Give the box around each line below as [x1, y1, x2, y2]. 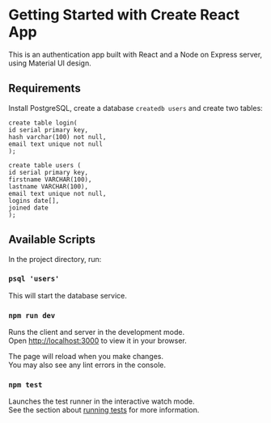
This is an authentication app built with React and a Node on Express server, [8, 49, 263, 59]
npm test [8, 380, 43, 390]
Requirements [8, 82, 81, 95]
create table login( [8, 119, 78, 127]
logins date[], [8, 197, 60, 205]
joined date [8, 204, 49, 212]
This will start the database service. [8, 290, 127, 300]
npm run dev [8, 311, 56, 320]
